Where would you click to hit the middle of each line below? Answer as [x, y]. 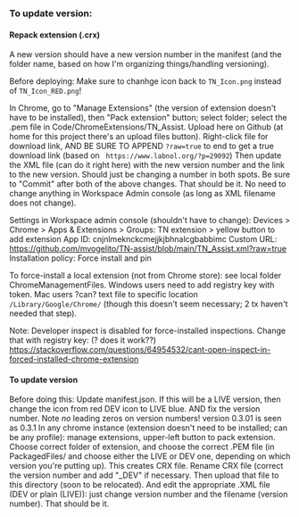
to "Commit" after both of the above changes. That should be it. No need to [148, 184]
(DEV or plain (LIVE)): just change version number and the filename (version [149, 495]
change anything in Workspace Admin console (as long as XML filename [143, 194]
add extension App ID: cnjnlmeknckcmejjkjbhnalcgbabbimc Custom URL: [143, 239]
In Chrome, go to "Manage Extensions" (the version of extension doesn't [143, 108]
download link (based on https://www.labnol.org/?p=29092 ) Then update [145, 155]
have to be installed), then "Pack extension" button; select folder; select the [148, 118]
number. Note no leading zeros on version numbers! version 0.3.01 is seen [145, 419]
